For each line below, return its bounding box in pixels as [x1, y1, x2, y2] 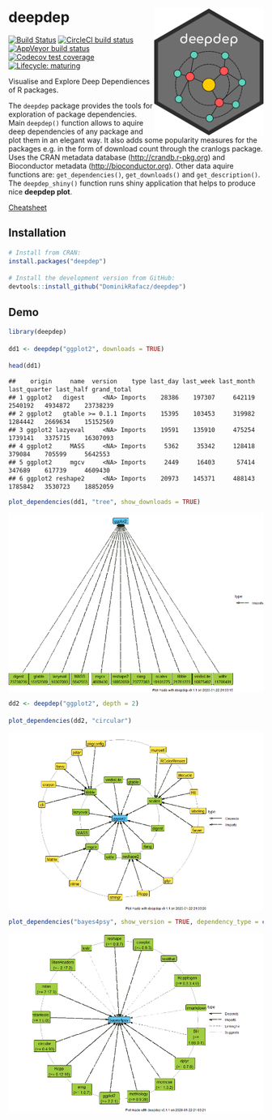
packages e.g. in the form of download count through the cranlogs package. [8, 143, 263, 153]
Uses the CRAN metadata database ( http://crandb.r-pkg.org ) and [8, 152, 225, 162]
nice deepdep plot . [8, 186, 73, 196]
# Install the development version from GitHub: [8, 274, 176, 283]
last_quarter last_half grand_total [8, 386, 132, 394]
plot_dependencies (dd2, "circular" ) [8, 716, 132, 725]
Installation [8, 226, 66, 240]
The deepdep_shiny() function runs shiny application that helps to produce [8, 178, 257, 188]
